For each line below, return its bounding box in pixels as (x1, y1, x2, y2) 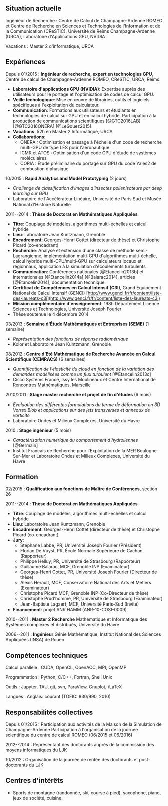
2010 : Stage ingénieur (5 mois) (5, 427, 71, 433)
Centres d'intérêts (5, 776, 64, 785)
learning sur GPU (12, 190, 49, 196)
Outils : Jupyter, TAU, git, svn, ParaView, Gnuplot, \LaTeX (5, 684, 122, 690)
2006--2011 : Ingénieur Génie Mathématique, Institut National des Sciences (5, 631, 161, 637)
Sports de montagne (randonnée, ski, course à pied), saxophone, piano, (12, 789, 161, 796)
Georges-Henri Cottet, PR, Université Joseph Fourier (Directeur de (20, 569, 157, 575)
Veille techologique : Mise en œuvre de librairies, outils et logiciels (12, 96, 150, 102)
